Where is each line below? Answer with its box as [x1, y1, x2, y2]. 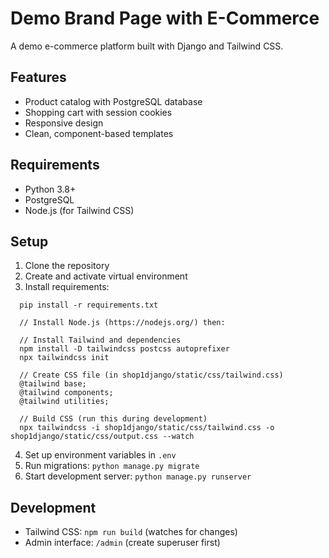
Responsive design [24, 117, 104, 129]
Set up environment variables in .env [24, 449, 177, 461]
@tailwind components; [19, 388, 114, 398]
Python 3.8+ [24, 183, 77, 195]
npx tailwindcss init [19, 353, 110, 363]
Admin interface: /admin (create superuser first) [24, 537, 221, 549]
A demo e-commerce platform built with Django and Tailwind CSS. [10, 40, 284, 52]
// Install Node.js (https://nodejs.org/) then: [19, 318, 226, 328]
